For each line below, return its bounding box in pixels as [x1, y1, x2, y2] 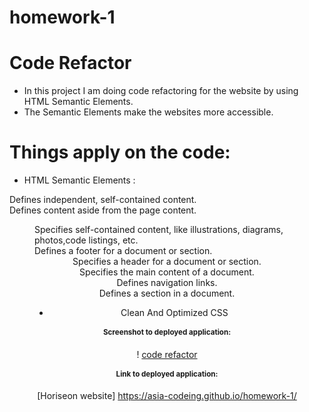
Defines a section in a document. [98, 287, 236, 300]
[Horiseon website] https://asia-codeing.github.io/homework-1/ [37, 390, 297, 402]
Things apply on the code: [9, 141, 231, 164]
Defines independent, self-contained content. [9, 194, 197, 206]
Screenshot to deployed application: [102, 327, 232, 338]
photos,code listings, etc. [34, 234, 139, 246]
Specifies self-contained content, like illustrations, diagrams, [34, 224, 284, 236]
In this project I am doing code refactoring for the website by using [23, 85, 299, 97]
